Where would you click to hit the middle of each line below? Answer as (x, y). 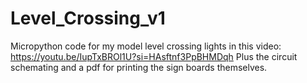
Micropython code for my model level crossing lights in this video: (146, 46)
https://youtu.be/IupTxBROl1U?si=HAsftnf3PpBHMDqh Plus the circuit (154, 56)
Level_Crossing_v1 (88, 18)
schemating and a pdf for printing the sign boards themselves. (139, 67)
